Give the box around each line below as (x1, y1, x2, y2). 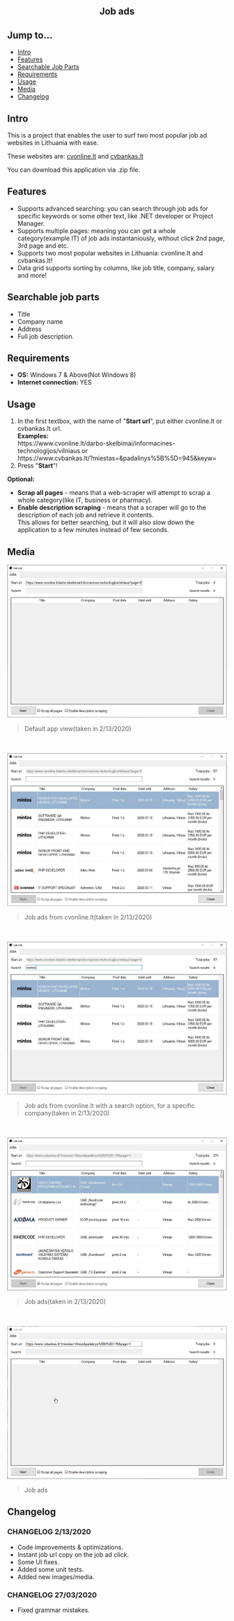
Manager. (17, 219, 45, 228)
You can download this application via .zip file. (7, 165, 141, 174)
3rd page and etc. (17, 241, 69, 250)
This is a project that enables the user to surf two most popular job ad (7, 131, 208, 140)
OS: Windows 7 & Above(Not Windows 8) (17, 371, 136, 379)
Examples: (17, 432, 49, 441)
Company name (17, 317, 63, 325)
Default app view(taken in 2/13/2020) (24, 725, 132, 733)
